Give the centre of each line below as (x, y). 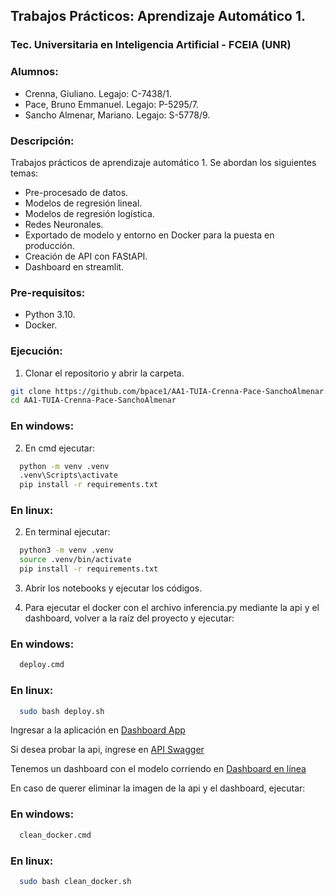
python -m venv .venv (64, 466)
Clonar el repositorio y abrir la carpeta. (104, 373)
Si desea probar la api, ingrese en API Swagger (107, 750)
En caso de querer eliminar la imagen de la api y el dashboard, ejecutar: (158, 788)
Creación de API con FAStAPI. (86, 256)
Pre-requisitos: (48, 292)
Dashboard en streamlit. (74, 266)
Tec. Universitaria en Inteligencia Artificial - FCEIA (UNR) (151, 45)
